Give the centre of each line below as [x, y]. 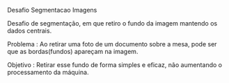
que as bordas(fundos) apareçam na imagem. [73, 52]
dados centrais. [30, 31]
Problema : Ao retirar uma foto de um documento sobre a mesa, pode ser [112, 44]
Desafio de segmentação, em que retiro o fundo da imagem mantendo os [112, 23]
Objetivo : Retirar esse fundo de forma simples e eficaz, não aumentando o [115, 65]
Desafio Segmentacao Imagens [52, 10]
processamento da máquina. [48, 72]
